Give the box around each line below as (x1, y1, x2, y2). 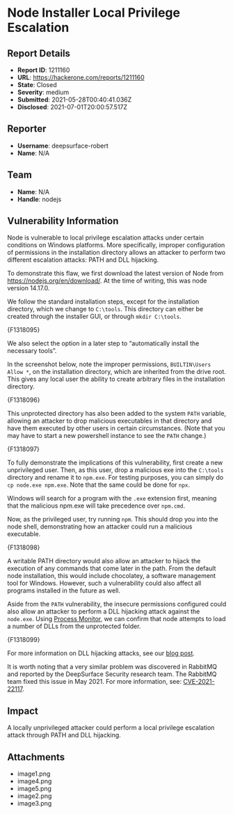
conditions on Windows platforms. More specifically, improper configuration (7, 241, 225, 249)
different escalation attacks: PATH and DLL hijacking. (7, 256, 159, 264)
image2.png (17, 792, 52, 800)
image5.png (17, 785, 52, 793)
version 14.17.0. (7, 284, 50, 292)
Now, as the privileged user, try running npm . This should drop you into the (7, 515, 218, 524)
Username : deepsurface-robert (17, 141, 109, 150)
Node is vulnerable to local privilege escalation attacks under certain (7, 233, 204, 242)
